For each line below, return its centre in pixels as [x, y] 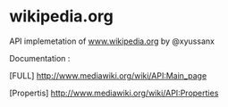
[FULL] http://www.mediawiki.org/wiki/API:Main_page [108, 75]
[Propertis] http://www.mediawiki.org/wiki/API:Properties [114, 93]
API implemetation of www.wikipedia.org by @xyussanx [112, 41]
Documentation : [40, 58]
